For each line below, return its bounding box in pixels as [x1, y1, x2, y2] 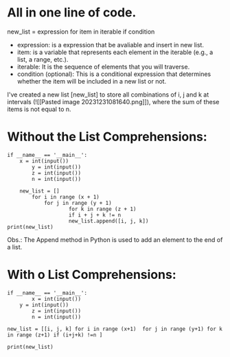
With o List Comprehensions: [7, 267, 176, 282]
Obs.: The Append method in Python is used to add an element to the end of [7, 235, 223, 244]
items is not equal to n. [7, 105, 71, 113]
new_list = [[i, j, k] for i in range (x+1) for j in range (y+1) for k [7, 325, 223, 332]
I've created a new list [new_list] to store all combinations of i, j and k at [7, 90, 209, 99]
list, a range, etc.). [16, 55, 69, 63]
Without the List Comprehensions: [7, 129, 207, 145]
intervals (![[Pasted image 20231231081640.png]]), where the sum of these [7, 97, 220, 106]
